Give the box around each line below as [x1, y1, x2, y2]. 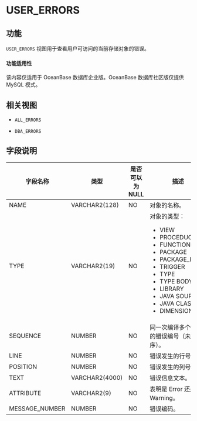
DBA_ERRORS [14, 129, 42, 135]
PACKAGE [159, 248, 188, 256]
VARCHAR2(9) [71, 389, 111, 397]
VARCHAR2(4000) [71, 373, 123, 382]
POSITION [9, 362, 37, 370]
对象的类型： [149, 212, 185, 220]
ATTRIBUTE [9, 389, 42, 397]
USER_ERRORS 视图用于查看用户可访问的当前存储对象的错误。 [6, 45, 150, 52]
